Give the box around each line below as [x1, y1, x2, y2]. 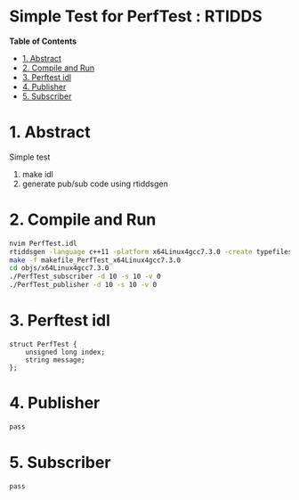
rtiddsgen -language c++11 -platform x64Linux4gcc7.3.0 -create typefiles [9, 247, 293, 256]
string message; [25, 356, 86, 365]
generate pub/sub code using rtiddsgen [21, 178, 169, 189]
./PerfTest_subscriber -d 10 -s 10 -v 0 [9, 272, 162, 282]
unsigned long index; [25, 348, 105, 357]
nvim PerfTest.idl [9, 239, 77, 248]
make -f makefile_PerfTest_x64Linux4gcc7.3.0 [9, 256, 181, 265]
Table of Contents [9, 36, 77, 46]
